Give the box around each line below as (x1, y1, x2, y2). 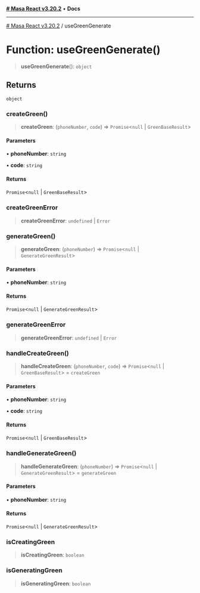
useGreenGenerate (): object (20, 63, 92, 70)
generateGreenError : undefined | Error (20, 334, 117, 341)
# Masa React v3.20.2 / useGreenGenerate (6, 22, 111, 29)
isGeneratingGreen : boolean (20, 580, 91, 587)
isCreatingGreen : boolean (20, 551, 85, 558)
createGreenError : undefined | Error (20, 217, 111, 224)
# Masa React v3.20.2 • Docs (6, 5, 80, 12)
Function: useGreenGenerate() (6, 43, 161, 57)
